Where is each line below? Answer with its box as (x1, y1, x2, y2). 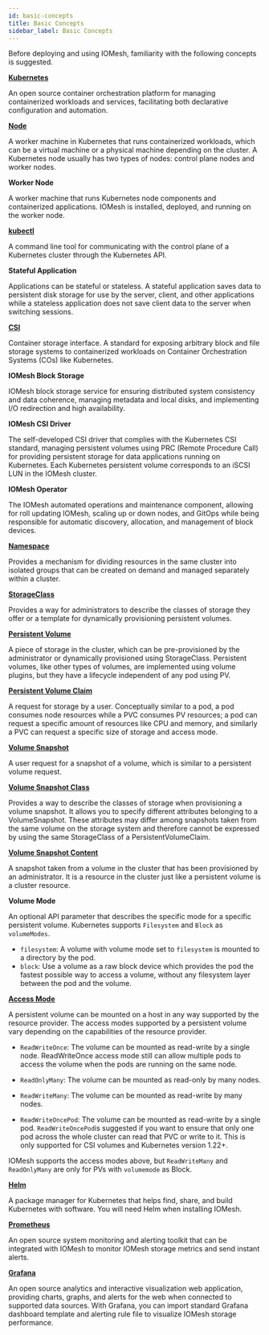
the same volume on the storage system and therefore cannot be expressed (8, 824, 259, 833)
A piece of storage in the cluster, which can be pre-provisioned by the (8, 645, 240, 655)
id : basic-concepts (8, 11, 74, 20)
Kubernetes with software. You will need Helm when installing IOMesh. (8, 1204, 243, 1214)
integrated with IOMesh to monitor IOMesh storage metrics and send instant (8, 1244, 260, 1254)
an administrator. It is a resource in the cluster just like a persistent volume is (8, 872, 261, 881)
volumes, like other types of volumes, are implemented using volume (8, 662, 236, 672)
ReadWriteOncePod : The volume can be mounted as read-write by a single (19, 1115, 261, 1124)
